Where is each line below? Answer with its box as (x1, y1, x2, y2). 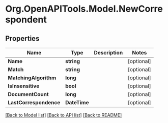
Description (94, 49, 123, 56)
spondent (5, 14, 47, 25)
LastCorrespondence (8, 99, 61, 106)
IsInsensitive (8, 82, 40, 89)
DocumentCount (8, 91, 49, 98)
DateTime (65, 99, 89, 106)
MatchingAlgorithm (8, 74, 57, 81)
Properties (5, 34, 40, 43)
